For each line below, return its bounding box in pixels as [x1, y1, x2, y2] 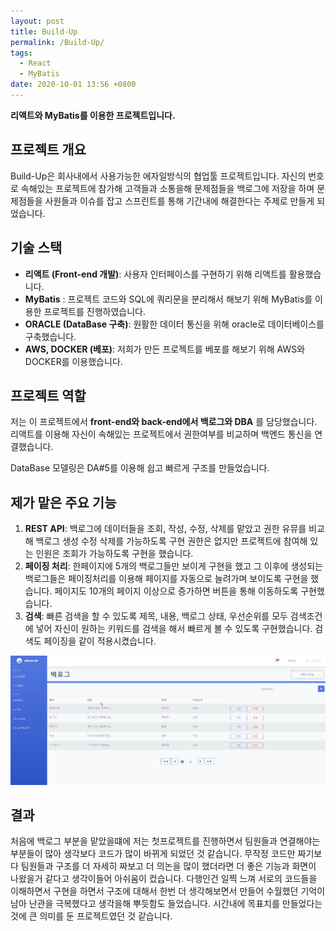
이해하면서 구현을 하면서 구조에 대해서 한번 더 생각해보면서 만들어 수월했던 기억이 [10, 885, 326, 897]
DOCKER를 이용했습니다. [24, 355, 123, 367]
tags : [10, 48, 33, 58]
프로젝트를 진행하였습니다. [43, 305, 147, 317]
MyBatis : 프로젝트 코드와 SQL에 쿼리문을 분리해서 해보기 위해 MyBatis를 [24, 293, 313, 305]
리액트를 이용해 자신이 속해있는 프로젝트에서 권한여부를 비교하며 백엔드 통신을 [10, 428, 313, 440]
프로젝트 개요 [10, 141, 87, 159]
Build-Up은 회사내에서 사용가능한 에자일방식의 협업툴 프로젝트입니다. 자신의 [10, 170, 307, 182]
